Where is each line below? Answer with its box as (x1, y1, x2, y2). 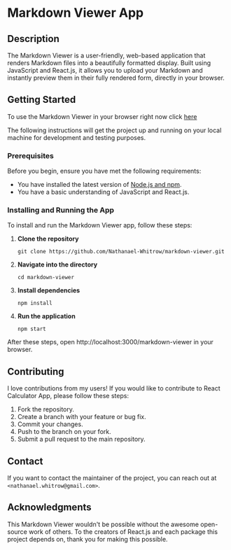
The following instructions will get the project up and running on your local (7, 126, 222, 134)
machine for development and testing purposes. (7, 133, 146, 141)
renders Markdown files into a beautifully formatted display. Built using (7, 59, 211, 67)
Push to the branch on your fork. (17, 428, 111, 436)
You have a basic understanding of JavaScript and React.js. (17, 188, 190, 197)
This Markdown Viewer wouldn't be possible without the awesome (7, 520, 199, 528)
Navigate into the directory (17, 260, 98, 269)
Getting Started (7, 94, 76, 106)
